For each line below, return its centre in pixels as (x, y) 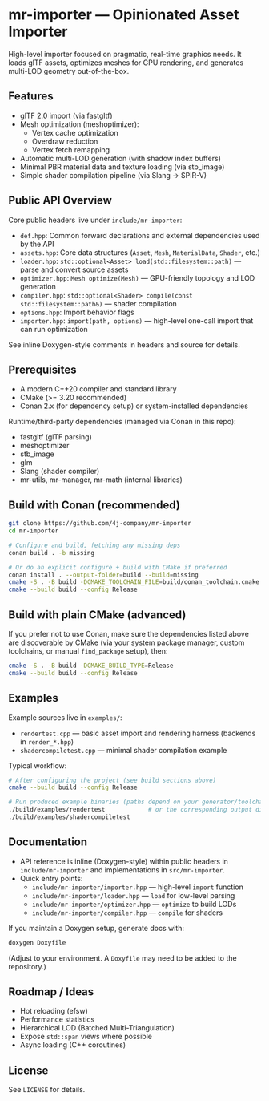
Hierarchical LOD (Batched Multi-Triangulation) (97, 1028)
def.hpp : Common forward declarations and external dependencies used (140, 235)
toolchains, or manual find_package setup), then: (88, 651)
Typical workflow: (38, 765)
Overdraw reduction (65, 141)
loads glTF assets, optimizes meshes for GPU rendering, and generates (126, 63)
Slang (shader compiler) (60, 472)
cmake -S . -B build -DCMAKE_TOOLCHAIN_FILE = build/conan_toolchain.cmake (134, 582)
